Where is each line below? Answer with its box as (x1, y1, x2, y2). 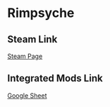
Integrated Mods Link (7, 72, 104, 84)
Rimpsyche (7, 5, 75, 21)
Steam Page (7, 52, 43, 60)
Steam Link (7, 33, 58, 45)
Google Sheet (7, 91, 47, 100)
